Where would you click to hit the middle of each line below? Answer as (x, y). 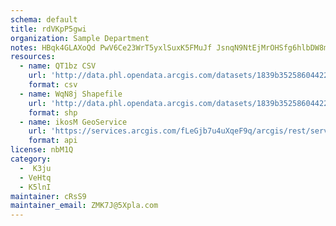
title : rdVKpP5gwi (48, 29)
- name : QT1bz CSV (58, 66)
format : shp (53, 112)
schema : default (44, 19)
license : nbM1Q (42, 150)
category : (31, 159)
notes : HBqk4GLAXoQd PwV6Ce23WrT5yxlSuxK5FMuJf (111, 47)
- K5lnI (35, 187)
